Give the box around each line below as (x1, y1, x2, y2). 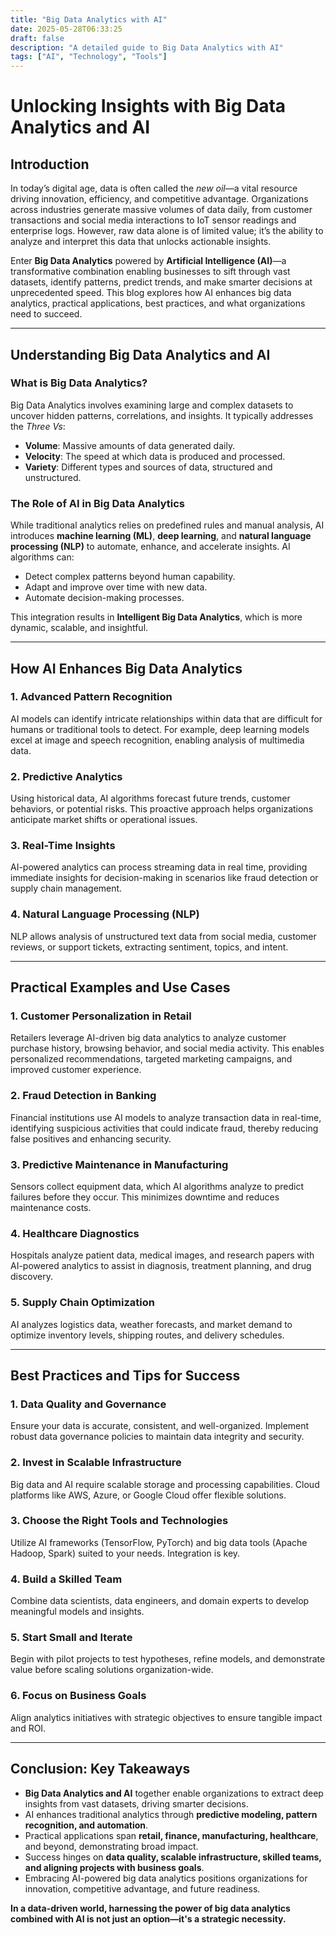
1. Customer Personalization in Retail (10, 1009, 192, 1023)
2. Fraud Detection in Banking (10, 1089, 157, 1103)
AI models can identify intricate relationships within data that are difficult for (10, 712, 323, 725)
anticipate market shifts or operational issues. (10, 814, 198, 826)
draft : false (10, 33, 65, 43)
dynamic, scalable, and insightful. (10, 622, 149, 634)
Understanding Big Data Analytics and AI (10, 346, 271, 363)
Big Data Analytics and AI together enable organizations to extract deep (24, 1787, 324, 1799)
